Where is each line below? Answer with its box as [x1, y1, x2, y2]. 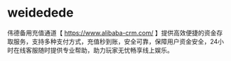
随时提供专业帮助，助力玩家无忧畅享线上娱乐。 [37, 46, 173, 54]
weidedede [7, 5, 74, 21]
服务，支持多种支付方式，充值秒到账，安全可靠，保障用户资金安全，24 [13, 37, 218, 46]
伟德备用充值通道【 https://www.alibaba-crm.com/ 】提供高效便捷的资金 [7, 28, 217, 37]
